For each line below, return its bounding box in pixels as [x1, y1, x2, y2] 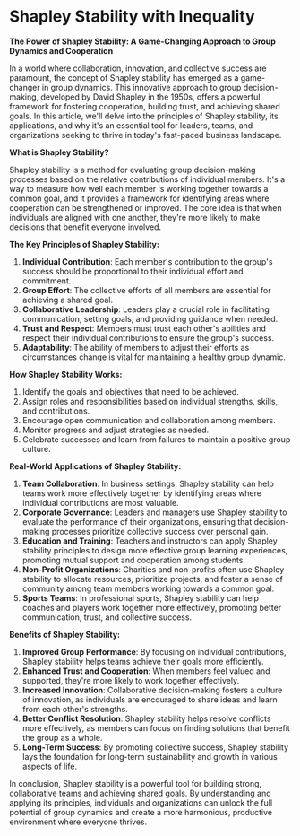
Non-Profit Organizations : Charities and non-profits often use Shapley [21, 563, 285, 575]
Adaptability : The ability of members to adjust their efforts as [21, 342, 250, 353]
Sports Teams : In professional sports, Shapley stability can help [21, 592, 260, 603]
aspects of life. [21, 761, 78, 771]
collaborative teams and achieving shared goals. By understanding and [9, 788, 271, 798]
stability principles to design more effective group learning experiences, [21, 544, 288, 555]
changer [9, 82, 40, 92]
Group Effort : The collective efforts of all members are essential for [21, 284, 271, 295]
